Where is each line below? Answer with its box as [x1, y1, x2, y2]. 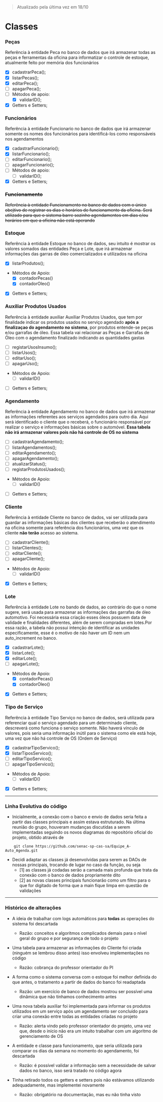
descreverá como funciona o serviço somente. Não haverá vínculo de [5, 725, 145, 731]
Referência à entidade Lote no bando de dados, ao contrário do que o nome [5, 604, 157, 610]
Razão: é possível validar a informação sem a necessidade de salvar [19, 1062, 156, 1068]
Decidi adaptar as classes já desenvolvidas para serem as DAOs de [12, 857, 147, 863]
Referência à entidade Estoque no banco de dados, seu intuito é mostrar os [5, 241, 156, 247]
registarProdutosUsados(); [12, 466, 65, 472]
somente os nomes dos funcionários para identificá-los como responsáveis [5, 131, 156, 137]
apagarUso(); [12, 360, 39, 366]
